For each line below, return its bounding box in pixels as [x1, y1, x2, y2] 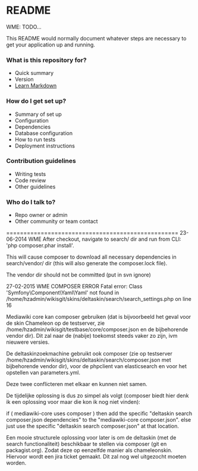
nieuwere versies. [6, 338, 49, 346]
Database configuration [14, 129, 73, 137]
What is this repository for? [6, 56, 87, 64]
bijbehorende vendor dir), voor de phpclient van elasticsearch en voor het [6, 363, 187, 370]
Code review [14, 177, 46, 184]
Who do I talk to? [6, 197, 56, 206]
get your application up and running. [6, 41, 95, 48]
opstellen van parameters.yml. [6, 369, 80, 376]
